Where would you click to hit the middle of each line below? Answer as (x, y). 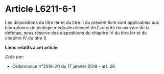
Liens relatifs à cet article (31, 47)
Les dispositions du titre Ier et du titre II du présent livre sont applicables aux (82, 22)
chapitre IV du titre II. (26, 38)
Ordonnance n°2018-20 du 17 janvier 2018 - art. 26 (63, 66)
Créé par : (15, 56)
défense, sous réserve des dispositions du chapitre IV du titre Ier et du (76, 33)
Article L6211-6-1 (40, 9)
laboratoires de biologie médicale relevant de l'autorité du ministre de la (77, 27)
